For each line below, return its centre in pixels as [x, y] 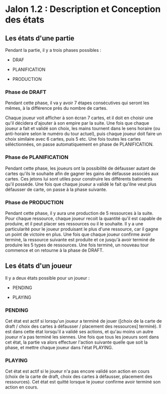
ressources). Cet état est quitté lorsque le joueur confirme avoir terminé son [83, 382]
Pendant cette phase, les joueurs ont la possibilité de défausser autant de [80, 168]
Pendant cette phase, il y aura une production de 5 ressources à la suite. [79, 213]
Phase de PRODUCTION [34, 202]
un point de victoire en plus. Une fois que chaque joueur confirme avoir [78, 234]
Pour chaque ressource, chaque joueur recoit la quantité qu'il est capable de [83, 218]
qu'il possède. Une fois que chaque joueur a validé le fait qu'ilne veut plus [81, 184]
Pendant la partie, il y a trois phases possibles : [53, 50]
